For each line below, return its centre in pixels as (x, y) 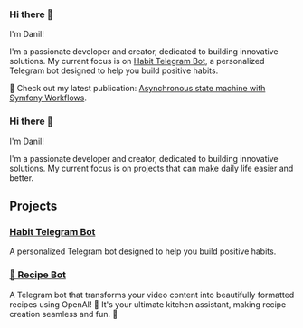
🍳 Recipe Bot (38, 275)
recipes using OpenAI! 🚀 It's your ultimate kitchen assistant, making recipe (148, 304)
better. (22, 178)
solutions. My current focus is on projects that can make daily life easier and (151, 168)
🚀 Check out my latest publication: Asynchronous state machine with (137, 89)
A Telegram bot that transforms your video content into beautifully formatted (152, 295)
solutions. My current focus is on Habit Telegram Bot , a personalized (137, 61)
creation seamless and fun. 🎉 (64, 314)
